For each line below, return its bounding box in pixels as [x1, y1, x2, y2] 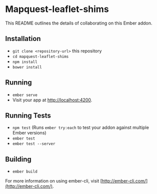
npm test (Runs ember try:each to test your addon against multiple [12, 124, 149, 130]
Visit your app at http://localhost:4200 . [12, 96, 92, 103]
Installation [5, 34, 41, 43]
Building [5, 155, 31, 163]
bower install [12, 64, 42, 69]
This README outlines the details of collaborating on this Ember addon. [5, 20, 152, 26]
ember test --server [12, 141, 55, 146]
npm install [12, 59, 37, 64]
